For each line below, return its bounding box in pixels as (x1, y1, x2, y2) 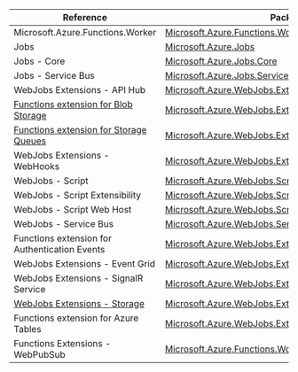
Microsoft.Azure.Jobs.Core (164, 55, 278, 67)
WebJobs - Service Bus (13, 218, 114, 229)
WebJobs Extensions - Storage (13, 298, 145, 309)
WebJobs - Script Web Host (13, 204, 132, 215)
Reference (62, 12, 108, 23)
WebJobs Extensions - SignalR (13, 272, 144, 284)
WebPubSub (13, 349, 67, 360)
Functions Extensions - (13, 337, 111, 349)
